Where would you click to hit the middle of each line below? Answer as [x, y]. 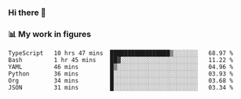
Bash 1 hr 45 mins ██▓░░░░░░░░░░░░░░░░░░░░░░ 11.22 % [121, 60]
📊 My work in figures [50, 34]
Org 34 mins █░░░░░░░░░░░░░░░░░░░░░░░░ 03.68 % [121, 81]
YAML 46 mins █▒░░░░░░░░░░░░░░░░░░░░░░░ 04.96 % [121, 67]
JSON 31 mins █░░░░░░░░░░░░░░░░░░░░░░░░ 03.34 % [121, 88]
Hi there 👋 [27, 13]
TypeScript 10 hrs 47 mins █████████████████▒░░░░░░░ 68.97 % [121, 53]
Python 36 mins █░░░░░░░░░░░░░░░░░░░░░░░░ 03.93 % [121, 74]
